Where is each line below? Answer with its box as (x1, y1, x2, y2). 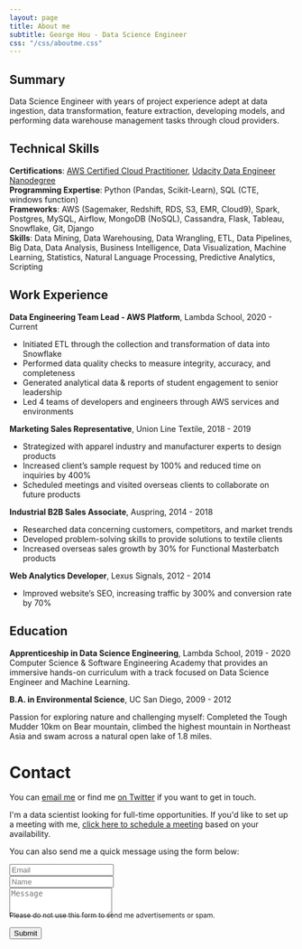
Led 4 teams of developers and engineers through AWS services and (22, 396, 279, 407)
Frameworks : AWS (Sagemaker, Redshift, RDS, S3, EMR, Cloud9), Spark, (9, 203, 280, 214)
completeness (22, 367, 76, 378)
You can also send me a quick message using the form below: (9, 846, 240, 857)
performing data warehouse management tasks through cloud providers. (9, 115, 279, 127)
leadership (22, 386, 62, 398)
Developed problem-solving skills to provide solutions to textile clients (22, 533, 283, 544)
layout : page (9, 13, 59, 23)
